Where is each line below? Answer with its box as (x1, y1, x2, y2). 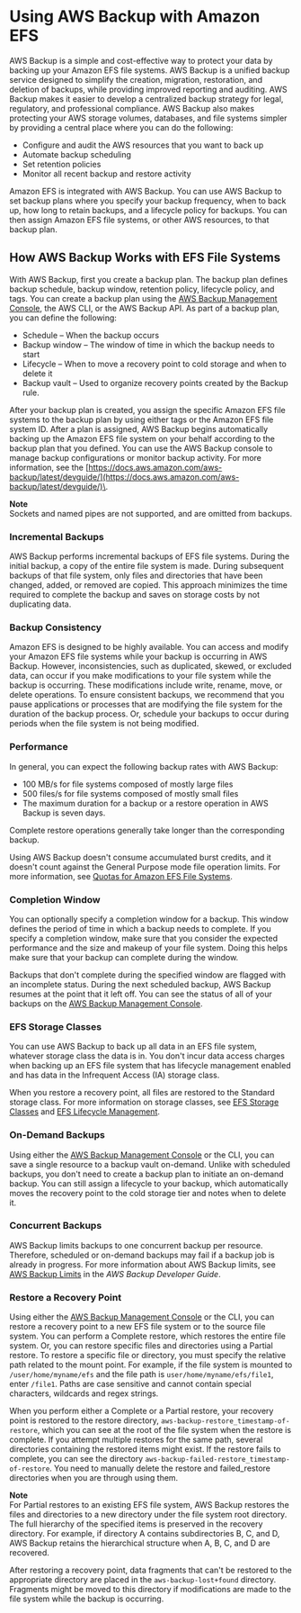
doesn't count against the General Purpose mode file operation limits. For (9, 861, 281, 872)
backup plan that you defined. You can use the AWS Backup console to (9, 443, 273, 454)
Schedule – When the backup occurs (22, 329, 160, 340)
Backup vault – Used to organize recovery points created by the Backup (22, 377, 289, 388)
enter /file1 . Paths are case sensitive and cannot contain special (9, 1379, 252, 1390)
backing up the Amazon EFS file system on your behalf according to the (9, 433, 276, 444)
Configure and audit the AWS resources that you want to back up (22, 140, 264, 150)
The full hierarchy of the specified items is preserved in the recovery (9, 1518, 263, 1529)
